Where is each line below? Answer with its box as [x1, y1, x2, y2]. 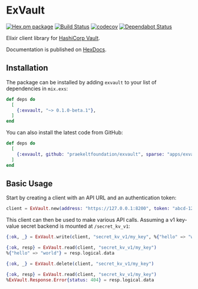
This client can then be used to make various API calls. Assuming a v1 [6, 216, 176, 224]
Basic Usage [6, 178, 53, 189]
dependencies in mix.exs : [6, 85, 68, 92]
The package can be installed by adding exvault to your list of [6, 78, 157, 86]
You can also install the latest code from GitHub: [6, 129, 123, 136]
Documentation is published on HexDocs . [6, 45, 107, 53]
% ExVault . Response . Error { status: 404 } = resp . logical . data [6, 277, 154, 283]
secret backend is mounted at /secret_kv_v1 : [20, 222, 131, 230]
